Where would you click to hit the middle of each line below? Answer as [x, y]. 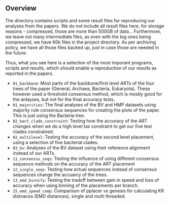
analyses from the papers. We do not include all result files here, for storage [85, 26]
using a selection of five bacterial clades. [56, 142]
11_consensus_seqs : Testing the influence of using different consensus [86, 158]
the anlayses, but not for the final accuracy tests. [64, 99]
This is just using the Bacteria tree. [49, 115]
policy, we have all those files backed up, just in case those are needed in [82, 47]
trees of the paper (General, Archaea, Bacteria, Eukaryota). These [81, 89]
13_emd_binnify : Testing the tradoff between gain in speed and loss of [86, 180]
